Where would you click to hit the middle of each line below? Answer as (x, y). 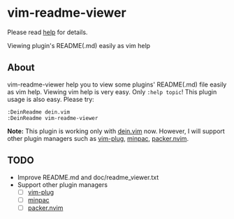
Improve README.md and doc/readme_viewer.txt (88, 177)
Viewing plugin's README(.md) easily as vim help (79, 45)
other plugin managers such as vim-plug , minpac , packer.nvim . (98, 138)
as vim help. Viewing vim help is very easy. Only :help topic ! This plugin (112, 91)
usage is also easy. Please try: (51, 99)
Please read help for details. (47, 32)
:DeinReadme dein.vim (39, 112)
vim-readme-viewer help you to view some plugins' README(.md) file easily (117, 84)
